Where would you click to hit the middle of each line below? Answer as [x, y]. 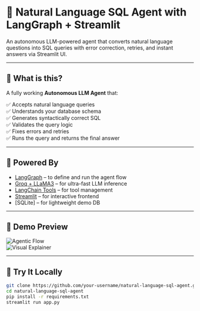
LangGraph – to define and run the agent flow [71, 177]
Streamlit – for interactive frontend [57, 196]
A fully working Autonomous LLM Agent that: [62, 93]
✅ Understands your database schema [54, 111]
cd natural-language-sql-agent [45, 291]
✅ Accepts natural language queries [51, 104]
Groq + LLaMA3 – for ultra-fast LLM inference [71, 183]
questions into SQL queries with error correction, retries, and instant [90, 48]
